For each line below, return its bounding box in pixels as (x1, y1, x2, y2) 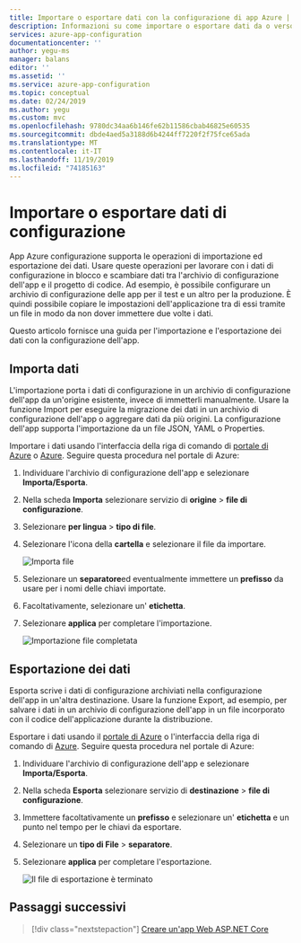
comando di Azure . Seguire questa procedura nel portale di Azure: (9, 740, 254, 751)
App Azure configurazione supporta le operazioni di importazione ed (9, 251, 262, 261)
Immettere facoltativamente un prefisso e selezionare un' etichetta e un (21, 812, 289, 823)
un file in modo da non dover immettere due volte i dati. (9, 308, 213, 319)
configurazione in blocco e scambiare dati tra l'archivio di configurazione (9, 270, 279, 281)
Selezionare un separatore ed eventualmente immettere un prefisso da (21, 574, 284, 585)
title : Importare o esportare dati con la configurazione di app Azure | (9, 13, 291, 22)
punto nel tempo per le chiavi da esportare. (21, 821, 182, 832)
